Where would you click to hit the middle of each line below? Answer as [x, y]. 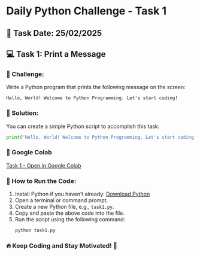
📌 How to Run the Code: [41, 181]
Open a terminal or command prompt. [61, 200]
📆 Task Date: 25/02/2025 [54, 33]
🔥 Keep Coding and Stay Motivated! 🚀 [62, 245]
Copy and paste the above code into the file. [69, 213]
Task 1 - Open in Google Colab [44, 165]
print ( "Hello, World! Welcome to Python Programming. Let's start [91, 137]
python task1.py [35, 231]
